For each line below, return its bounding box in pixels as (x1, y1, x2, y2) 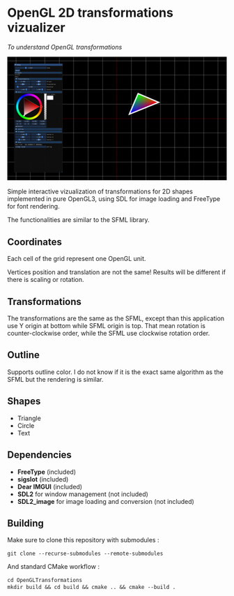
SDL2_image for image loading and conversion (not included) (17, 497, 195, 505)
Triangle (17, 414, 42, 422)
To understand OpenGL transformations (7, 43, 123, 51)
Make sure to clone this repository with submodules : (7, 536, 159, 544)
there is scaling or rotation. (7, 276, 85, 284)
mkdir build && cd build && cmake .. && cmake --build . (7, 584, 176, 591)
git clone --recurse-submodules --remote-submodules (7, 550, 164, 558)
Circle (17, 421, 35, 430)
